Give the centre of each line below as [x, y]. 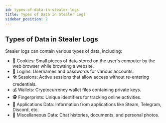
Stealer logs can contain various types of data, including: [64, 51]
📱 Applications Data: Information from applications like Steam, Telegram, [87, 105]
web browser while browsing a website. [53, 66]
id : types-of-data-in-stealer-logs [42, 10]
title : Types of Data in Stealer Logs [45, 14]
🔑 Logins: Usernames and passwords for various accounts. [73, 71]
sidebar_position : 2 [27, 19]
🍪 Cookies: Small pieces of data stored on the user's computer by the [84, 61]
